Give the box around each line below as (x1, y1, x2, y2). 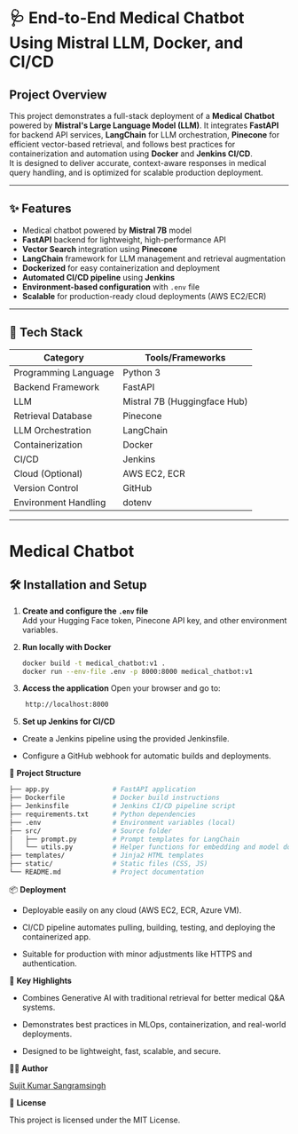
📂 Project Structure (9, 768, 82, 779)
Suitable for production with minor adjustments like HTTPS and (21, 948, 253, 959)
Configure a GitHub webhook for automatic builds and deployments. (21, 750, 272, 761)
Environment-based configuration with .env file (21, 282, 200, 292)
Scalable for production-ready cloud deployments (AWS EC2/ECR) (21, 290, 267, 301)
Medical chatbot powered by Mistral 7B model (21, 225, 192, 235)
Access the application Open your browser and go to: (21, 683, 221, 694)
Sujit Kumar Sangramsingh (9, 1080, 106, 1090)
